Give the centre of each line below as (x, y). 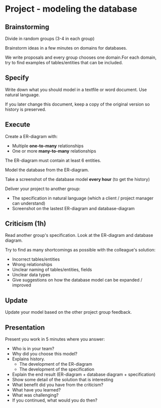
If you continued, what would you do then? (55, 400)
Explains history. (28, 359)
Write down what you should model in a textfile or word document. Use (76, 89)
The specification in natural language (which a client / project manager (83, 198)
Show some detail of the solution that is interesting (63, 380)
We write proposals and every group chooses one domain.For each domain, (81, 57)
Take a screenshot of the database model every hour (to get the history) (78, 179)
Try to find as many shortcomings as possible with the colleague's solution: (80, 250)
